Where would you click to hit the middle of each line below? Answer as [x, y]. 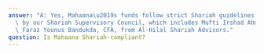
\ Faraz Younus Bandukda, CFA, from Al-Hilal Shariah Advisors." [125, 30]
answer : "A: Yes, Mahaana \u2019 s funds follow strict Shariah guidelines [132, 15]
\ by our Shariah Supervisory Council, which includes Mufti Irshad [130, 23]
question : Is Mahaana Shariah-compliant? [77, 37]
